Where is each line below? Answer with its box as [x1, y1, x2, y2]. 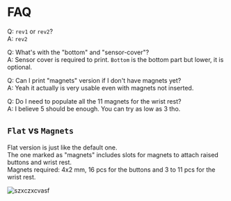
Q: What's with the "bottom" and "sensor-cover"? [7, 48, 150, 56]
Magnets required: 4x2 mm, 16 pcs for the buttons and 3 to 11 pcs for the [7, 165, 216, 174]
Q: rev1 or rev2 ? [7, 27, 54, 35]
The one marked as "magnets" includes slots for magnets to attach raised [7, 150, 219, 159]
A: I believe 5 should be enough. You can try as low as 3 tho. [7, 104, 181, 113]
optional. [7, 63, 33, 71]
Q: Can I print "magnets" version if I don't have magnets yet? [7, 76, 182, 84]
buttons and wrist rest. [7, 158, 72, 166]
